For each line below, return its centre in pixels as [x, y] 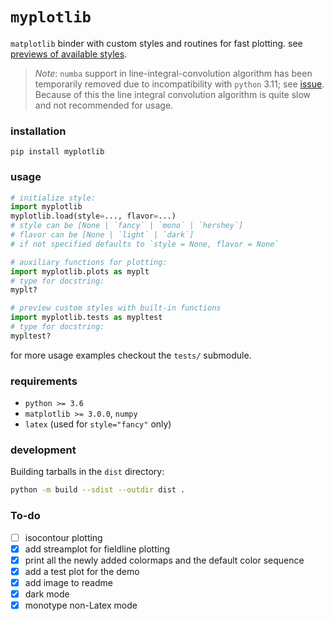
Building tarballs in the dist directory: [87, 472]
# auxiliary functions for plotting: [89, 262]
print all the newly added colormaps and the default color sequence [164, 560]
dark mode [47, 594]
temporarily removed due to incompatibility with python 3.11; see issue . [179, 84]
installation [38, 131]
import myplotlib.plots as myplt [80, 271]
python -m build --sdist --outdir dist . [98, 490]
